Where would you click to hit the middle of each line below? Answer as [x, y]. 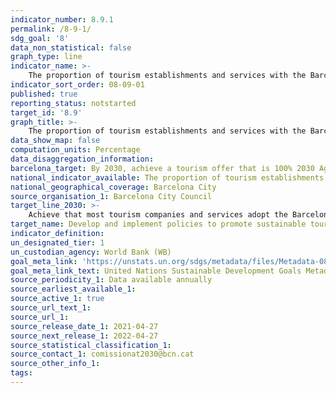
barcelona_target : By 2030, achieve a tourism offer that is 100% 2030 [162, 168]
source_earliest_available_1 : [73, 289]
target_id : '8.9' [46, 112]
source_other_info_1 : [55, 364]
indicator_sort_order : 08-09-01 [77, 85]
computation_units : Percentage [75, 150]
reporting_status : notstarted [73, 103]
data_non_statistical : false [71, 47]
